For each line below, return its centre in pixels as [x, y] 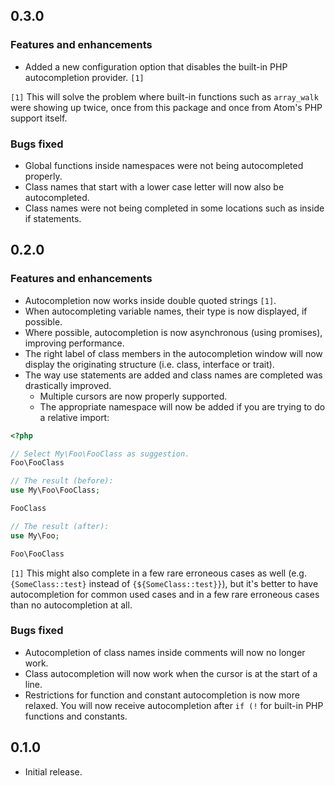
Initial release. [53, 771]
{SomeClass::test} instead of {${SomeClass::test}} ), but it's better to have [164, 583]
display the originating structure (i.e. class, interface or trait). [149, 364]
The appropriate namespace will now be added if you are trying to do [182, 406]
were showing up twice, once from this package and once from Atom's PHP [166, 107]
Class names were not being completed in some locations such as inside [174, 208]
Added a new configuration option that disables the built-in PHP [156, 66]
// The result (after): [60, 526]
